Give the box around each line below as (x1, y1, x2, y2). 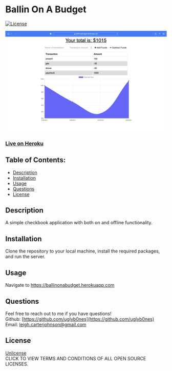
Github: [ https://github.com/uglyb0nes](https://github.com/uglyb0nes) (5, 316, 155, 322)
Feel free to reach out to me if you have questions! (5, 310, 112, 317)
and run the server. (5, 253, 46, 260)
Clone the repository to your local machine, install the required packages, (5, 248, 160, 255)
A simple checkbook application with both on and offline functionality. (5, 220, 153, 226)
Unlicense (5, 350, 27, 356)
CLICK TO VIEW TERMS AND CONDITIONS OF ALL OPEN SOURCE (5, 355, 146, 361)
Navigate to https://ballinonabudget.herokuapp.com (5, 282, 115, 288)
